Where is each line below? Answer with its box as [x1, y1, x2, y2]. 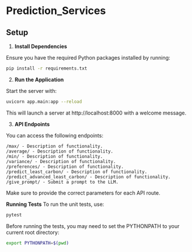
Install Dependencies [14, 43, 67, 50]
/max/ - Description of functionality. [6, 143, 103, 149]
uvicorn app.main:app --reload [6, 98, 82, 105]
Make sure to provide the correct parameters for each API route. [6, 189, 160, 196]
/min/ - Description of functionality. [6, 153, 103, 159]
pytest [6, 212, 22, 218]
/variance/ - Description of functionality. [6, 158, 116, 164]
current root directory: [6, 229, 60, 236]
